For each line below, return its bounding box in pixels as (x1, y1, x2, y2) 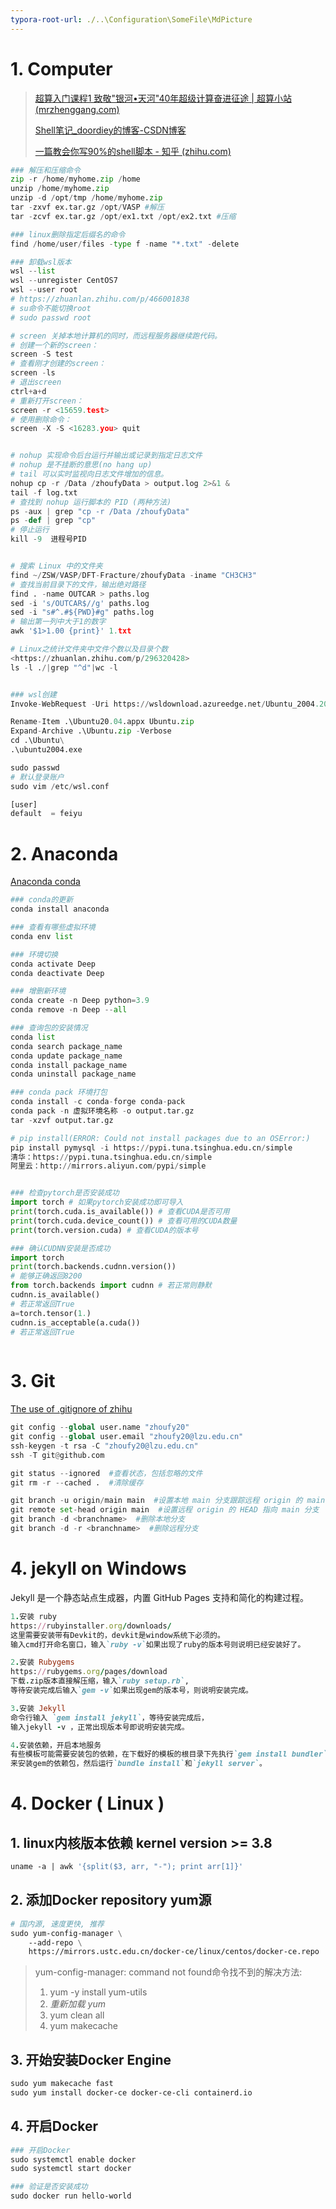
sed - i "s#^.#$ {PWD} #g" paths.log (10, 607, 155, 618)
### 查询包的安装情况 (10, 1023, 88, 1033)
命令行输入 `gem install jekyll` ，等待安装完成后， (10, 1712, 209, 1723)
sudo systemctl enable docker (10, 2154, 137, 2165)
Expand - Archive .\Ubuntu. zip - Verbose (10, 726, 172, 736)
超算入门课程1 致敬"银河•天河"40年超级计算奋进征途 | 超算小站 (34, 92, 292, 104)
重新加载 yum (49, 1998, 106, 2010)
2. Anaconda (10, 842, 119, 865)
